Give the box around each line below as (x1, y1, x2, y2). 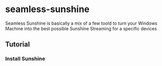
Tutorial (5, 40, 30, 49)
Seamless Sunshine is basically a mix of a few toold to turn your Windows (5, 20, 157, 26)
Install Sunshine (5, 55, 46, 62)
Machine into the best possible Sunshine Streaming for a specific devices (5, 25, 157, 31)
